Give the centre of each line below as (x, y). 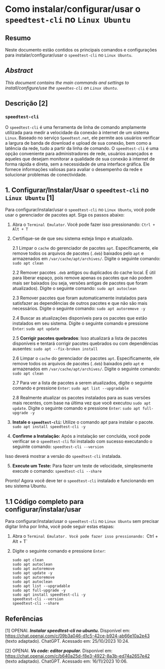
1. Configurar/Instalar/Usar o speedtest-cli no (77, 190)
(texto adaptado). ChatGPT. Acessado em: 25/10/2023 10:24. (67, 641)
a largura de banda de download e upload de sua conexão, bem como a (78, 143)
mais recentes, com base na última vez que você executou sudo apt (82, 403)
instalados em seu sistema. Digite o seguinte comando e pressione (80, 324)
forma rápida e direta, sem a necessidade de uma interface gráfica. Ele (77, 164)
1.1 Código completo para (44, 502)
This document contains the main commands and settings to (67, 82)
